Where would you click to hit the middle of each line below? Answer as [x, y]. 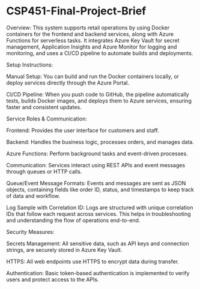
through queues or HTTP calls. [44, 171]
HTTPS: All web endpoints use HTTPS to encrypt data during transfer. [92, 261]
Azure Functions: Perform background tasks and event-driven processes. [97, 153]
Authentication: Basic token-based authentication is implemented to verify [98, 273]
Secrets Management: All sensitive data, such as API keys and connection [98, 243]
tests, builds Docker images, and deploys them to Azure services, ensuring [99, 101]
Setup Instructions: [30, 65]
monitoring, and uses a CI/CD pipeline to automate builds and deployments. [100, 53]
